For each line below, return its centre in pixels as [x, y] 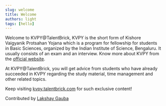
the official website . [25, 59]
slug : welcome [20, 10]
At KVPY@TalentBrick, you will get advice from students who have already [82, 69]
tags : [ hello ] [20, 24]
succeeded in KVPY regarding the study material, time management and [79, 74]
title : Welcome [21, 14]
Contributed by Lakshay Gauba [37, 99]
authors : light [21, 19]
